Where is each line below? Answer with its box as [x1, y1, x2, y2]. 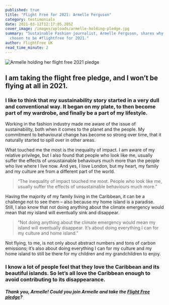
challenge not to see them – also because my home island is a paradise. [5, 199, 155, 205]
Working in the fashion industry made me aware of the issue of [5, 121, 136, 127]
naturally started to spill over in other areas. [5, 137, 96, 143]
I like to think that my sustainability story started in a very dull [5, 97, 160, 104]
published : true [5, 7, 39, 13]
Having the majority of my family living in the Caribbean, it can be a [5, 194, 145, 200]
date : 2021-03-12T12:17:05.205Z [5, 21, 73, 27]
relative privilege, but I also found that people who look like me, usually [5, 152, 153, 159]
